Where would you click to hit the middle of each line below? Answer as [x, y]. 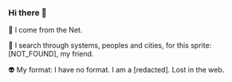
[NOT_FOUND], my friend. [51, 54]
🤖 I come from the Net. [45, 30]
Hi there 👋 [28, 13]
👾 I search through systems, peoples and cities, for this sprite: [110, 45]
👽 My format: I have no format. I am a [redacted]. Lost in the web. [116, 70]
